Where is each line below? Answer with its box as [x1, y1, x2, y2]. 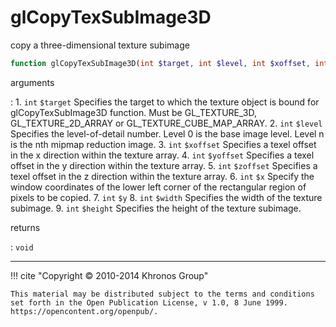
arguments [10, 76, 55, 88]
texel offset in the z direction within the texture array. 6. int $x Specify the [10, 170, 315, 182]
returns [10, 221, 41, 233]
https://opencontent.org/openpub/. [10, 306, 159, 316]
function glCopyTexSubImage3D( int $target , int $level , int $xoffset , [10, 58, 311, 68]
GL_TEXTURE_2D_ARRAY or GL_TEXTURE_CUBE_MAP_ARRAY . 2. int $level [10, 117, 323, 129]
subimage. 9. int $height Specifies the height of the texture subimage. [10, 202, 302, 214]
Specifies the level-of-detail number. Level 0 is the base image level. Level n [10, 127, 325, 140]
